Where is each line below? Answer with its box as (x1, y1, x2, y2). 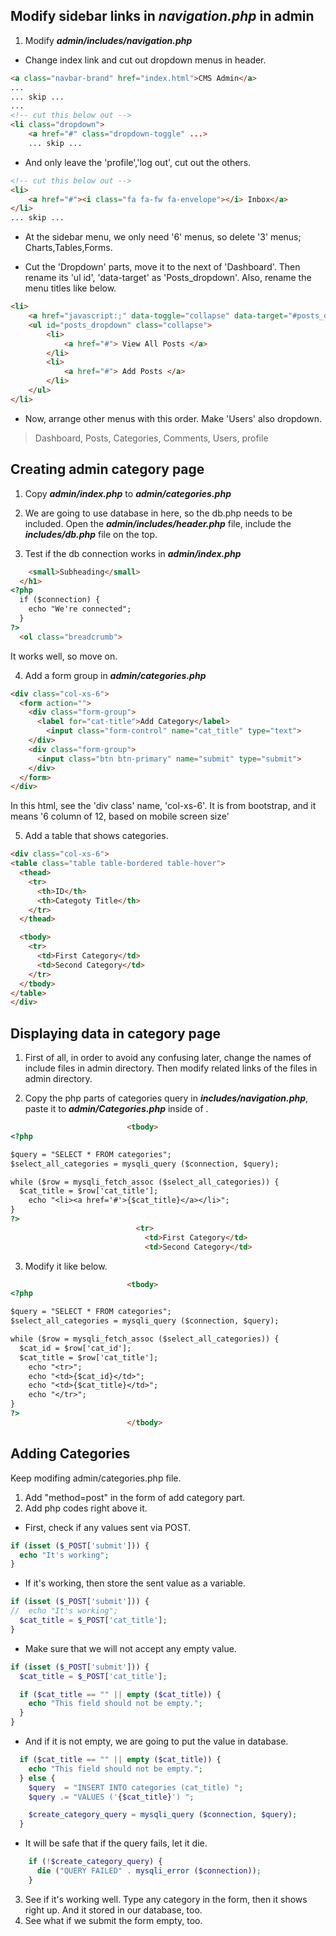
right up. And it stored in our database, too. (24, 1904, 203, 1916)
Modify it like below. (24, 1260, 108, 1272)
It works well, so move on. (10, 650, 118, 662)
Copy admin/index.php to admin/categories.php (24, 487, 232, 499)
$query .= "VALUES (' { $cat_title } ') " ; (28, 1792, 195, 1802)
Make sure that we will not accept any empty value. (24, 1642, 237, 1654)
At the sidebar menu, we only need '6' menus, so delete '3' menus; (24, 231, 302, 243)
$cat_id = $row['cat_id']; (19, 1343, 132, 1353)
